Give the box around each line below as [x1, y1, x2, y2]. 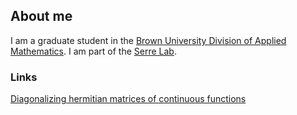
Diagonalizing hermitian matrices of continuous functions [10, 93, 247, 105]
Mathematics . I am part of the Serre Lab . [10, 45, 177, 57]
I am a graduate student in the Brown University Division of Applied [10, 34, 287, 46]
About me [10, 8, 73, 25]
